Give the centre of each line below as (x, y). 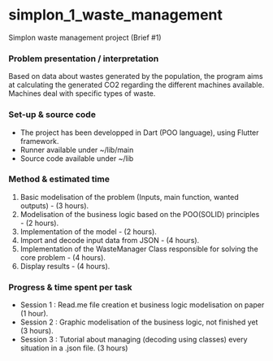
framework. (39, 141)
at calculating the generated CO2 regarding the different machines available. (136, 85)
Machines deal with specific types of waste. (82, 94)
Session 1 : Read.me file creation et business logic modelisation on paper (142, 305)
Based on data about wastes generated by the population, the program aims (136, 76)
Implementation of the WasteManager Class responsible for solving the (139, 249)
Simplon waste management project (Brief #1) (85, 37)
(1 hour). (34, 314)
